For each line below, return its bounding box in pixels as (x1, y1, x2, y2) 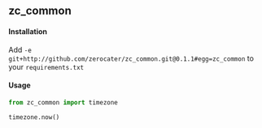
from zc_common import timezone (8, 98, 118, 106)
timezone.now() (8, 113, 60, 122)
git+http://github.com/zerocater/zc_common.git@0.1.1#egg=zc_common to (8, 53, 255, 63)
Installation (8, 26, 47, 36)
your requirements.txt (8, 62, 85, 71)
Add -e (8, 45, 33, 54)
